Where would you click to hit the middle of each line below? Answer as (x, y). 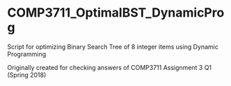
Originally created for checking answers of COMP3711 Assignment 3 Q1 (110, 67)
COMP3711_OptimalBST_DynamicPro (116, 13)
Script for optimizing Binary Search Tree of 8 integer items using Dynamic (113, 46)
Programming (27, 54)
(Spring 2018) (27, 75)
